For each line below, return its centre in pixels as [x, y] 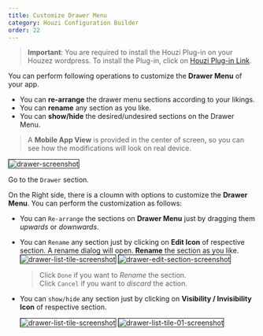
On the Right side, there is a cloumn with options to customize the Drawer [128, 195]
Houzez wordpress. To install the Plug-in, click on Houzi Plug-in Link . [139, 61]
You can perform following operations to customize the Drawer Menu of [125, 76]
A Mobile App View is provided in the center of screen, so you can [136, 140]
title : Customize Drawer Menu [58, 15]
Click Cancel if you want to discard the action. [113, 283]
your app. [24, 84]
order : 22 [24, 30]
